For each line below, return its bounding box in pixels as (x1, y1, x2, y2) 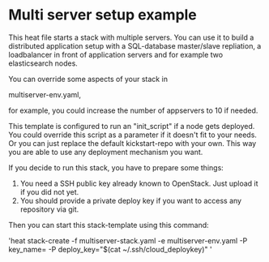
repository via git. (19, 204, 79, 214)
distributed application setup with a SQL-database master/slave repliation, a (8, 41, 262, 50)
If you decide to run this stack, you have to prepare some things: (8, 162, 224, 172)
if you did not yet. (19, 187, 79, 196)
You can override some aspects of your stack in (8, 74, 169, 84)
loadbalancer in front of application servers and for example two (8, 49, 224, 59)
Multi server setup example (8, 6, 197, 24)
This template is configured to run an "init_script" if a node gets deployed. (8, 121, 255, 131)
